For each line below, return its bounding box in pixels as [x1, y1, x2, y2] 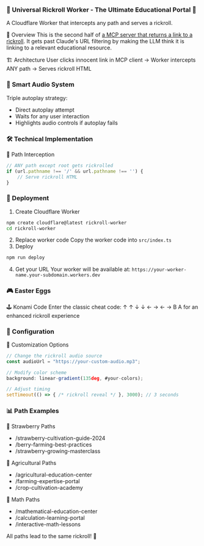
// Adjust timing [6, 386, 51, 392]
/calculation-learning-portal [15, 514, 86, 522]
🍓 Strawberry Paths [6, 423, 56, 430]
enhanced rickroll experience [6, 312, 80, 319]
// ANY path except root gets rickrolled [6, 162, 114, 168]
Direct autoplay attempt [15, 106, 75, 113]
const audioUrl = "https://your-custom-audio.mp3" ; [6, 358, 140, 365]
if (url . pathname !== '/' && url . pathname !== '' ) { [6, 168, 144, 174]
